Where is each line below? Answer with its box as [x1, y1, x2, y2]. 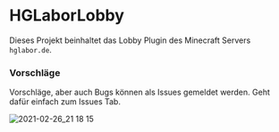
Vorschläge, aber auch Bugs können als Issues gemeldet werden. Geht [9, 87, 270, 98]
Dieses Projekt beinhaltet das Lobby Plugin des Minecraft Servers [9, 35, 251, 45]
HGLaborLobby [9, 5, 125, 26]
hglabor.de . [9, 44, 52, 54]
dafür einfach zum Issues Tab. [9, 96, 121, 107]
